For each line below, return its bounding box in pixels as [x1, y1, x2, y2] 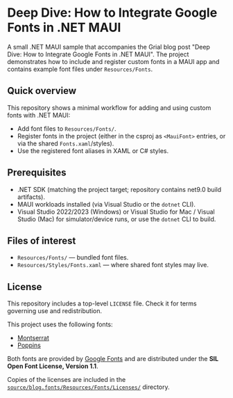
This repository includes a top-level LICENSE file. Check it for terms [7, 299, 198, 308]
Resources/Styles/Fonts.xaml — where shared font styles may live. [17, 261, 209, 269]
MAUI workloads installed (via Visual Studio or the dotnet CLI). [17, 200, 196, 208]
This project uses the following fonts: [7, 320, 113, 328]
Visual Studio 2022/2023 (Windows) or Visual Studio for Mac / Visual [17, 207, 215, 216]
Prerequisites [7, 167, 67, 179]
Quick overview [7, 85, 77, 97]
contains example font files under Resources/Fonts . [7, 65, 153, 73]
